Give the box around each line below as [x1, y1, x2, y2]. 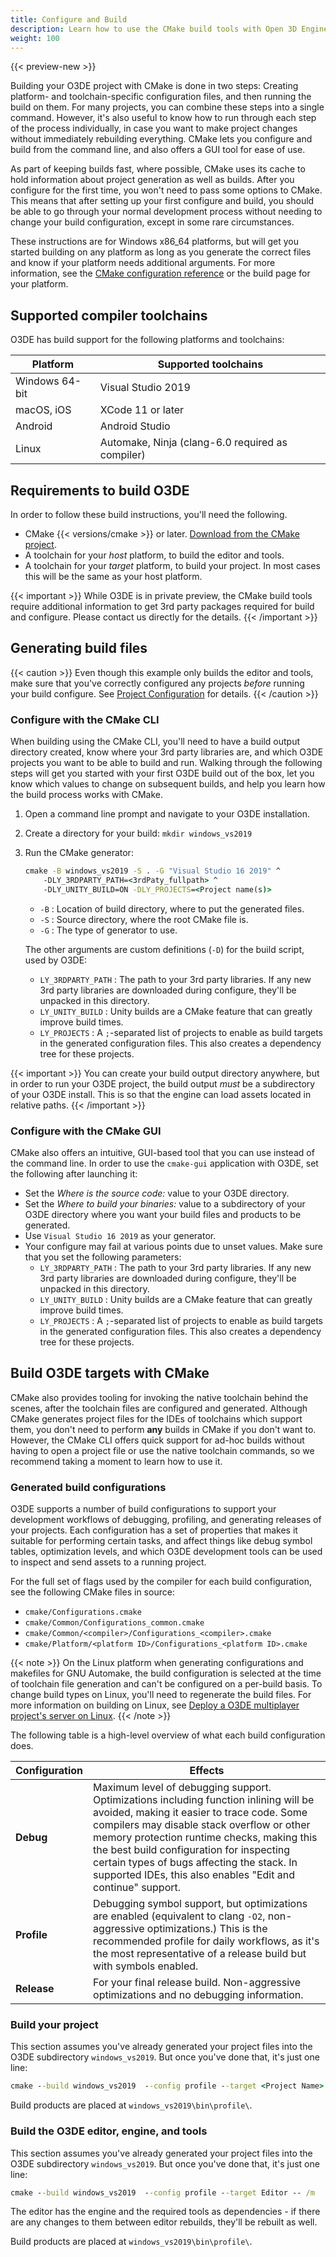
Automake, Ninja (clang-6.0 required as [99, 436, 288, 450]
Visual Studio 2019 [99, 381, 191, 395]
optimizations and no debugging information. [93, 1988, 304, 2002]
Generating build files [10, 640, 148, 657]
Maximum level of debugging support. [93, 1781, 272, 1795]
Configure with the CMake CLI [10, 712, 160, 726]
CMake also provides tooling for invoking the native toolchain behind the [10, 1391, 309, 1403]
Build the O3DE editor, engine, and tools [10, 2124, 208, 2138]
